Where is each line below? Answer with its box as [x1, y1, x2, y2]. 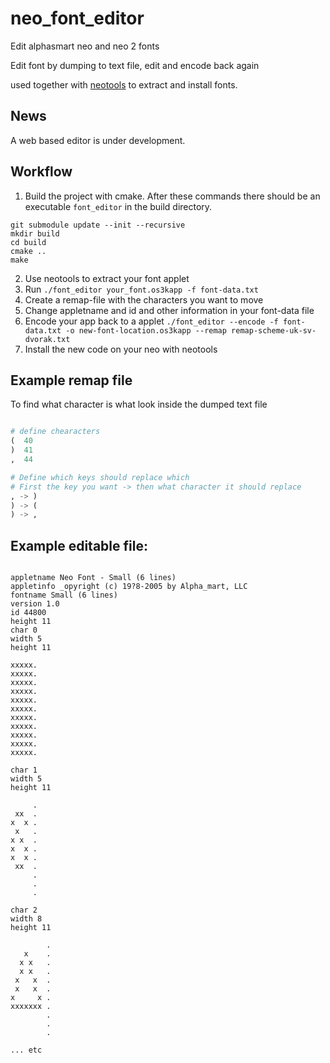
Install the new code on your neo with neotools [24, 343, 218, 355]
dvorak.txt [24, 334, 71, 344]
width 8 [10, 914, 43, 924]
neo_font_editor [10, 7, 145, 30]
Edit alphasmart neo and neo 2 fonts [10, 40, 160, 52]
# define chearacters [10, 427, 101, 437]
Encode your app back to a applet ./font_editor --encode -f [24, 315, 279, 327]
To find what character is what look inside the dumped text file [10, 398, 268, 411]
